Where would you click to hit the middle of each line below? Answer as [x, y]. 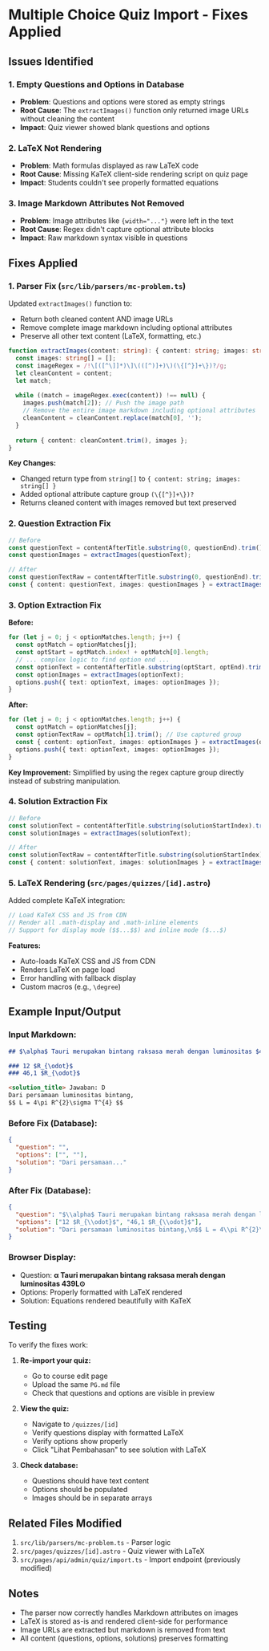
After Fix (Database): [50, 1190]
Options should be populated [80, 1490]
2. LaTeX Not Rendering [55, 148]
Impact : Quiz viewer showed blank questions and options [115, 127]
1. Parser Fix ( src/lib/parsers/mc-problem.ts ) [97, 286]
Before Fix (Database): [53, 1123]
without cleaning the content [67, 119]
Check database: [49, 1466]
